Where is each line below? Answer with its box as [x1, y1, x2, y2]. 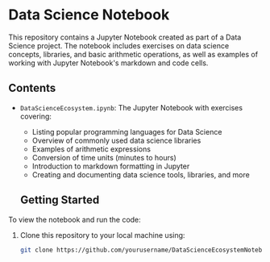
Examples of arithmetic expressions [31, 143, 152, 154]
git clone [19, 246, 54, 254]
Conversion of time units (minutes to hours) [31, 152, 177, 162]
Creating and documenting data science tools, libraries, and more [31, 169, 250, 179]
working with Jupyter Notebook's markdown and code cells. [8, 58, 209, 68]
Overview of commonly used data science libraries [31, 135, 201, 145]
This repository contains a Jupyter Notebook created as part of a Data [8, 32, 242, 42]
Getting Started [19, 193, 100, 207]
